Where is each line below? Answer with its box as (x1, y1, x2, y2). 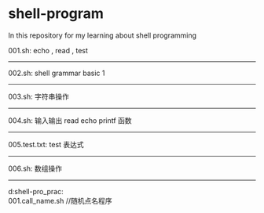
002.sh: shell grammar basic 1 (8, 68, 105, 78)
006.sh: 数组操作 (8, 164, 63, 173)
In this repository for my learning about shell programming (8, 31, 197, 40)
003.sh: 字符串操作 (8, 92, 69, 101)
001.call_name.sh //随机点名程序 (8, 196, 112, 205)
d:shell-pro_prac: (8, 186, 64, 196)
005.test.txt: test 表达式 (8, 139, 84, 149)
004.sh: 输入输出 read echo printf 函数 (8, 115, 132, 125)
